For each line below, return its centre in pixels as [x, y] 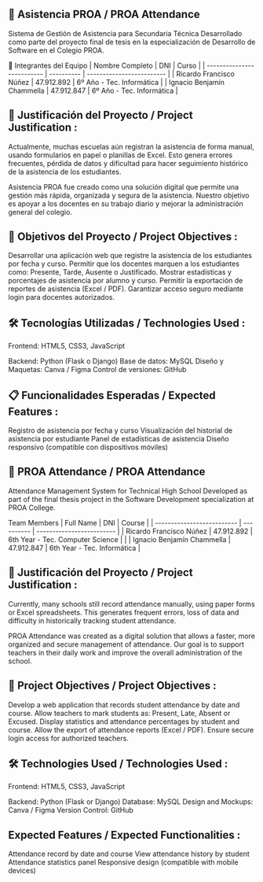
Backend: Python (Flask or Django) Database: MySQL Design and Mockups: [131, 802]
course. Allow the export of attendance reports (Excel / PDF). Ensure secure [131, 729]
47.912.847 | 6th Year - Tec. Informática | [75, 548]
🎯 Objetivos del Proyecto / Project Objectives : [123, 237]
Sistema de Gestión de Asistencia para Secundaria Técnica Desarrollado [125, 33]
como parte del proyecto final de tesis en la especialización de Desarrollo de [132, 42]
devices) [22, 871]
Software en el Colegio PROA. [56, 50]
